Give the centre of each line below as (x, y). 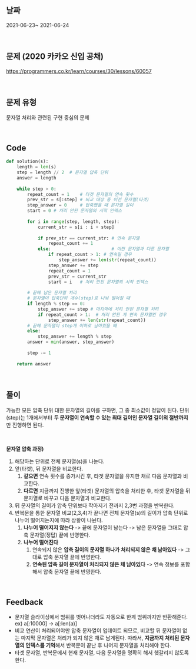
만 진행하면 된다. (25, 425)
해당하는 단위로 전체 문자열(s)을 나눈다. (59, 461)
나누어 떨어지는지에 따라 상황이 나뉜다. (59, 520)
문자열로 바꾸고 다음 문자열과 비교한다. (67, 498)
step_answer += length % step (74, 337)
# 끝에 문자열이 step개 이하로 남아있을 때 (72, 325)
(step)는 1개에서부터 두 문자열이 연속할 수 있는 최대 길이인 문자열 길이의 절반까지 (97, 418)
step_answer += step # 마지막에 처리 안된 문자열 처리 (98, 309)
